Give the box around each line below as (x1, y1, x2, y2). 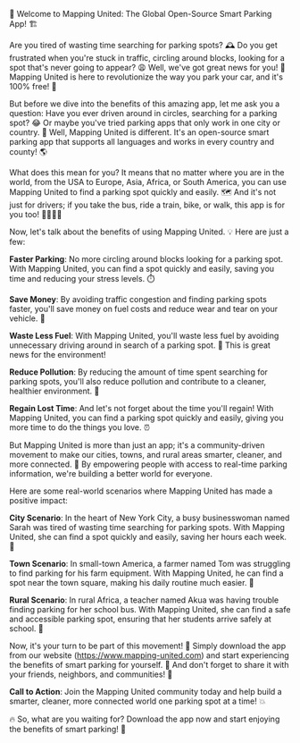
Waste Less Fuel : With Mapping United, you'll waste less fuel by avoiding (9, 331, 279, 341)
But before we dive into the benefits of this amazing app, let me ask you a (9, 98, 280, 109)
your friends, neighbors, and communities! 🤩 (9, 669, 173, 680)
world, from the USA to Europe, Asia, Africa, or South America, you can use (9, 177, 287, 187)
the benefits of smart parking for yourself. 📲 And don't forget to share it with (9, 660, 289, 670)
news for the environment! (9, 350, 106, 359)
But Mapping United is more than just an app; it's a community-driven (9, 440, 265, 451)
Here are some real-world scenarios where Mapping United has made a (9, 485, 273, 496)
